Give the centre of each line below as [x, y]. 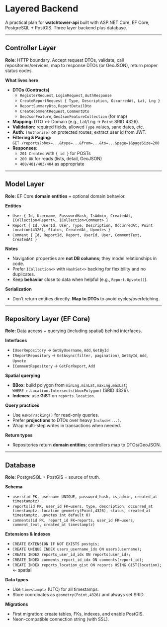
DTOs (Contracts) [31, 90]
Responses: [25, 148]
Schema [14, 487]
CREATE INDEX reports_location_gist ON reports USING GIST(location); [87, 565]
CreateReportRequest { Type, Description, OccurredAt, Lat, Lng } [90, 101]
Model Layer [25, 184]
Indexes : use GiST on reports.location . [54, 396]
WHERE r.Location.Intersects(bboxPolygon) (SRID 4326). [71, 390]
